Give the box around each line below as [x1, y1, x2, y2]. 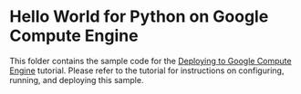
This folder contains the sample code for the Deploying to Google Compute [9, 55, 292, 66]
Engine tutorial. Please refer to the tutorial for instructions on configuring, [9, 65, 285, 76]
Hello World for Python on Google [9, 6, 269, 27]
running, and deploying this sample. [9, 74, 144, 85]
